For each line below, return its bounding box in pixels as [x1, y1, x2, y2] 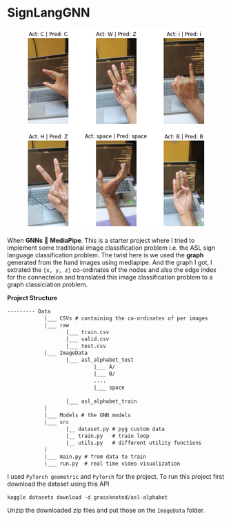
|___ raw [43, 322, 70, 329]
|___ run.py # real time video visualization [43, 460, 181, 467]
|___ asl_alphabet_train [66, 398, 137, 405]
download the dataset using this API [7, 479, 110, 488]
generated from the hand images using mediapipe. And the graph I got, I [7, 258, 212, 266]
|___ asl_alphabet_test [66, 356, 134, 363]
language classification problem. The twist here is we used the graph [7, 250, 204, 259]
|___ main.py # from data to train [43, 453, 147, 460]
